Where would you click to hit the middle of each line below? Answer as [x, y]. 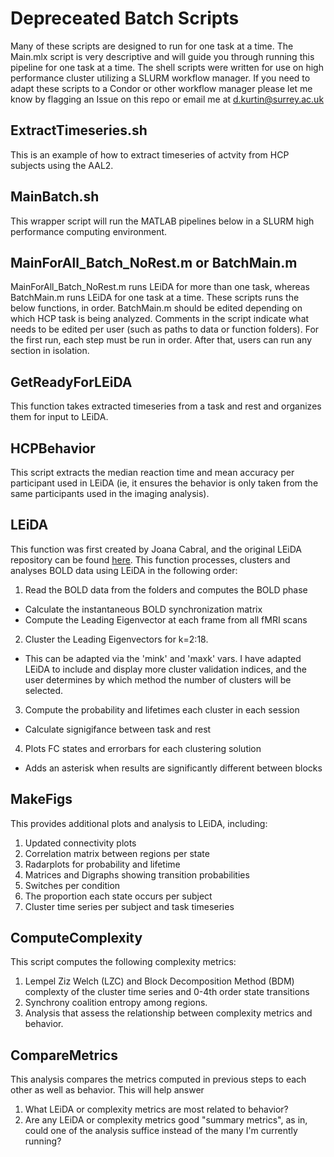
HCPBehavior [53, 448]
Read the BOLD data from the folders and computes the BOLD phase [166, 589]
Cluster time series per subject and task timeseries [129, 906]
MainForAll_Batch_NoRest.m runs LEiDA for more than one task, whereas [160, 287]
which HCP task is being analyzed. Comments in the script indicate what [160, 319]
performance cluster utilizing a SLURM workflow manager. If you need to [160, 78]
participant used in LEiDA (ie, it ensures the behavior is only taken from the [164, 483]
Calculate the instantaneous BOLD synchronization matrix [143, 609]
